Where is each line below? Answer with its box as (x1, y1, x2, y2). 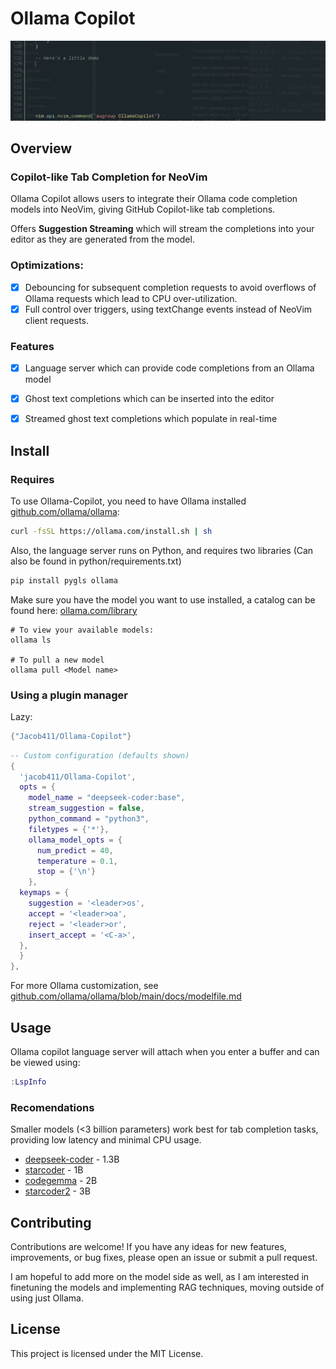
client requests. (24, 314, 89, 326)
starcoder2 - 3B (24, 1185, 91, 1197)
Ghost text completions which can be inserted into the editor (24, 393, 275, 405)
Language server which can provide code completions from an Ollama (24, 362, 315, 374)
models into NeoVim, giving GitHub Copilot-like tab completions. (10, 203, 276, 216)
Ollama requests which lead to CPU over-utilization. (24, 292, 238, 304)
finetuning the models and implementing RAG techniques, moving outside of (10, 1281, 325, 1293)
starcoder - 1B (24, 1164, 84, 1176)
